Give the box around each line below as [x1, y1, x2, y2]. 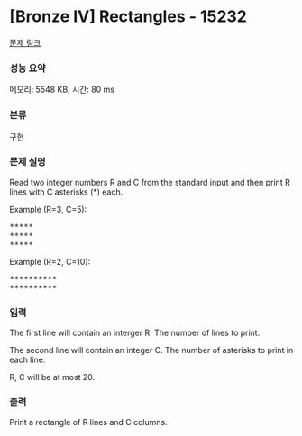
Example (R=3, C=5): [9, 204, 87, 214]
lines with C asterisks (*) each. [9, 186, 124, 197]
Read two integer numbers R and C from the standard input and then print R [9, 177, 290, 187]
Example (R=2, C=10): [9, 256, 91, 267]
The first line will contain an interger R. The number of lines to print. [9, 327, 261, 339]
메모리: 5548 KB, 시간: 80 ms [9, 84, 115, 95]
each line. [9, 354, 46, 366]
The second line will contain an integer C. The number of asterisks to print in [9, 345, 294, 356]
